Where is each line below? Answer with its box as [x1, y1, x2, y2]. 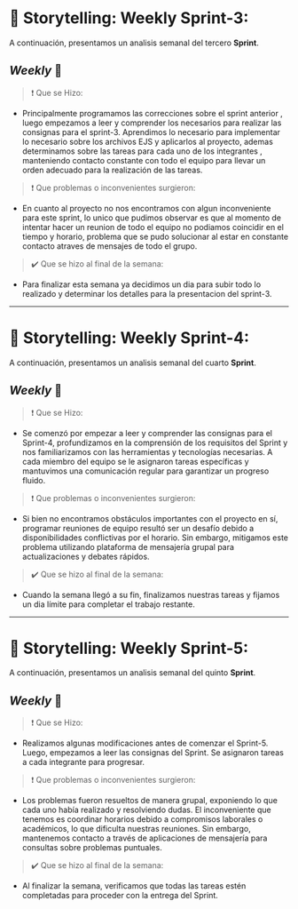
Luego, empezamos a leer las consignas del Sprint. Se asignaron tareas [21, 747, 284, 758]
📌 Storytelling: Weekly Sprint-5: [9, 638, 249, 658]
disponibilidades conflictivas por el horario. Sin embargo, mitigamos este [21, 532, 289, 543]
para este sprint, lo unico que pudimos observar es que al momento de [21, 212, 282, 223]
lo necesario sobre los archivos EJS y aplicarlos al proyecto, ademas [21, 136, 273, 147]
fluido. [21, 474, 46, 485]
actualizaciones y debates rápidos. [21, 551, 150, 562]
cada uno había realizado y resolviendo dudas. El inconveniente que [21, 804, 272, 816]
